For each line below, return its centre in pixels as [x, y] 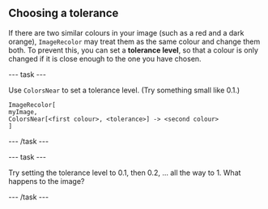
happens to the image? [47, 181]
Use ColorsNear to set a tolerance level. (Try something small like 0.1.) [124, 90]
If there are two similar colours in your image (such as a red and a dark [126, 32]
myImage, [23, 112]
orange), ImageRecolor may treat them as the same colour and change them [134, 41]
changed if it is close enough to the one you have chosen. [105, 58]
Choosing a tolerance [64, 13]
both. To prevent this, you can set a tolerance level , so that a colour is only [134, 50]
